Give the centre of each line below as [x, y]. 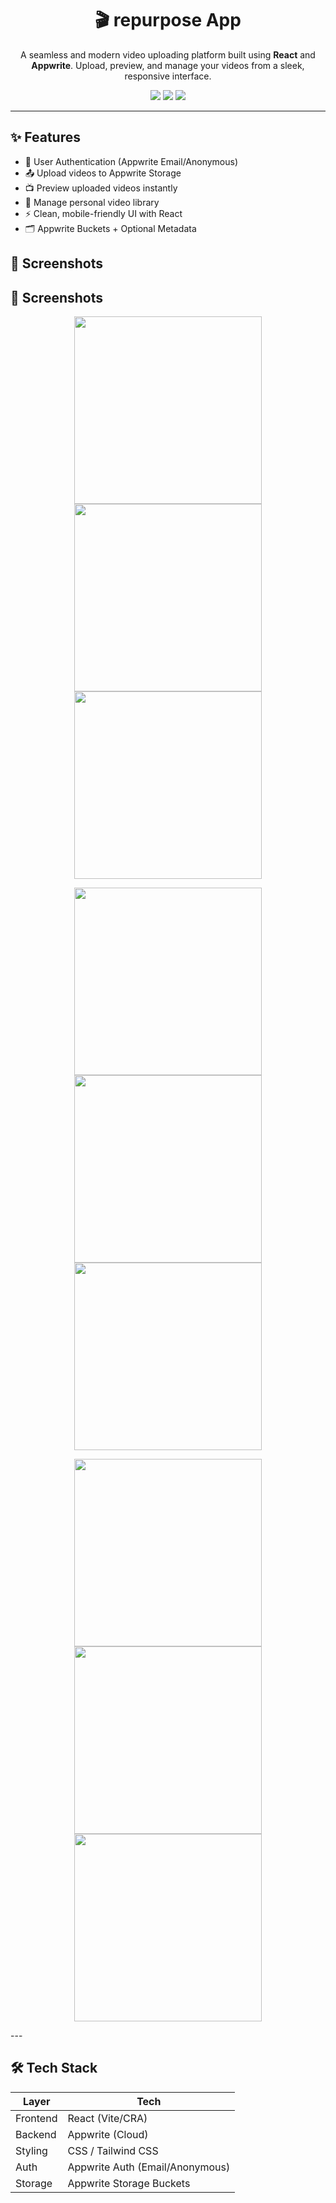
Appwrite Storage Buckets [129, 2183]
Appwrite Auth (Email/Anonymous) [149, 2167]
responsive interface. [168, 76]
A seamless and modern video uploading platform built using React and [168, 54]
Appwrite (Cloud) [108, 2134]
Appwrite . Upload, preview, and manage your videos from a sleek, [168, 65]
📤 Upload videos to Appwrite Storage [103, 173]
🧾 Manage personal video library [92, 202]
